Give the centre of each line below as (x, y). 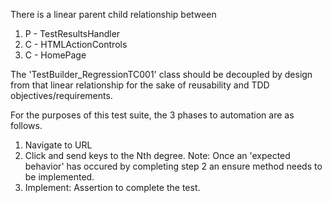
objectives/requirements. (61, 95)
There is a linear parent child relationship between (113, 14)
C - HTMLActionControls (76, 44)
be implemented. (59, 177)
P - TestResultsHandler (72, 33)
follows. (26, 125)
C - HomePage (55, 55)
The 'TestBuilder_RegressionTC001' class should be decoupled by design (161, 74)
